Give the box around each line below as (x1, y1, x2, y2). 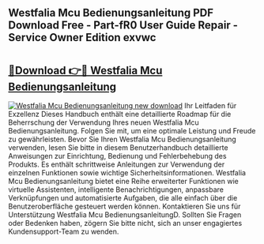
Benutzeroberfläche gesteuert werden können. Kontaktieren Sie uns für (8, 201, 241, 211)
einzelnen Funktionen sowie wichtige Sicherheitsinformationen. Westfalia (8, 168, 247, 177)
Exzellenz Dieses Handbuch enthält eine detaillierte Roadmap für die (8, 110, 232, 118)
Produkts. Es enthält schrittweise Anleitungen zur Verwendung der (8, 160, 225, 169)
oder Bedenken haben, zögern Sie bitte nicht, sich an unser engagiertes (8, 219, 243, 227)
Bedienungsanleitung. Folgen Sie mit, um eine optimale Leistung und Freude (8, 126, 256, 135)
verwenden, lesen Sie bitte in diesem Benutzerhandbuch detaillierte (8, 143, 228, 152)
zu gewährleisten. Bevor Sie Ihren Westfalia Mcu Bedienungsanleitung (8, 134, 237, 144)
